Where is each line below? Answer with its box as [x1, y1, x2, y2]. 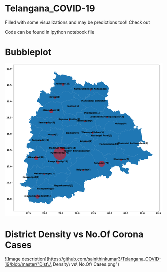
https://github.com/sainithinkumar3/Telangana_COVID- [48, 256, 161, 262]
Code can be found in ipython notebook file [5, 29, 95, 35]
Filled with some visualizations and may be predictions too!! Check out [5, 19, 150, 25]
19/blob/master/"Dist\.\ [5, 261, 52, 267]
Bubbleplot [5, 47, 52, 58]
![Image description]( [5, 256, 49, 262]
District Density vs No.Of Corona [5, 229, 144, 240]
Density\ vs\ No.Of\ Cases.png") [53, 261, 120, 267]
